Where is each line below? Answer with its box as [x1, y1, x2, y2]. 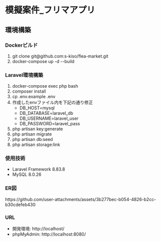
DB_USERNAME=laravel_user [19, 115, 79, 121]
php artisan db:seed [12, 137, 53, 142]
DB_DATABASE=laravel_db [19, 110, 74, 116]
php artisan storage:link [12, 141, 60, 148]
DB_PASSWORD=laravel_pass [19, 121, 80, 127]
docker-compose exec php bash [12, 83, 79, 89]
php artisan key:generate [12, 126, 63, 132]
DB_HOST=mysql [19, 105, 55, 111]
